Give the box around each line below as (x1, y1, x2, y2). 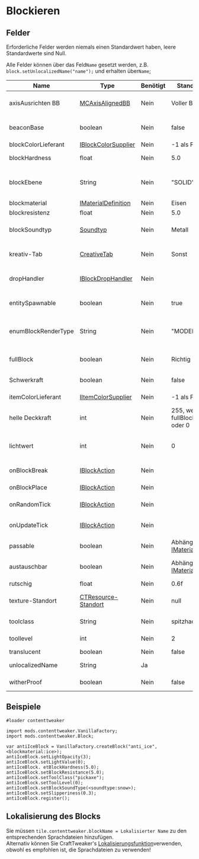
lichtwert (9, 442, 34, 450)
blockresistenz (9, 209, 50, 217)
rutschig (9, 579, 33, 588)
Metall (171, 226, 188, 233)
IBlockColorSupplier (79, 140, 136, 149)
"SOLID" (171, 178, 195, 186)
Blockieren (6, 4, 60, 18)
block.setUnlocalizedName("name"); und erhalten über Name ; (6, 68, 151, 75)
